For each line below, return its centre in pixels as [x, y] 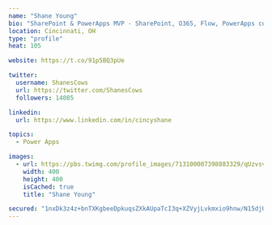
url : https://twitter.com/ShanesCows [79, 90]
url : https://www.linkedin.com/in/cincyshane [94, 120]
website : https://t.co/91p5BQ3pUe [67, 61]
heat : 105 [25, 46]
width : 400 [41, 172]
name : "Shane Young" [43, 16]
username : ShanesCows [52, 83]
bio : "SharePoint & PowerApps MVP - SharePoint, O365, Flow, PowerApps [132, 23]
